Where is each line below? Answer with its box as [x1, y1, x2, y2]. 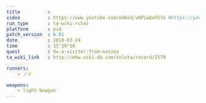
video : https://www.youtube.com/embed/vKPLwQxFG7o [6, 15, 166, 21]
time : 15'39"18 [6, 43, 75, 49]
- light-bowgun [17, 88, 56, 94]
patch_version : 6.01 [6, 32, 64, 38]
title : [6, 9, 51, 15]
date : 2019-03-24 [6, 37, 81, 43]
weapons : [6, 82, 29, 88]
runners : [6, 65, 29, 71]
